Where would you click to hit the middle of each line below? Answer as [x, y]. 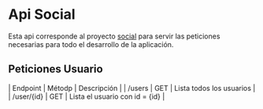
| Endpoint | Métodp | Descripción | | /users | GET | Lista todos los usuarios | [132, 88]
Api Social [42, 15]
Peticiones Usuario [56, 69]
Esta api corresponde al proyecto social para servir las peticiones [114, 36]
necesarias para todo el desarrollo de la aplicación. [91, 44]
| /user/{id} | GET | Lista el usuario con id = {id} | [87, 96]
